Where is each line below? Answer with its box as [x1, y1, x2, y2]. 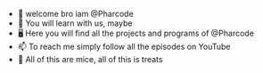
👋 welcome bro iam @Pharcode [17, 9, 134, 19]
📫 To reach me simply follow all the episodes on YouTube [17, 41, 231, 52]
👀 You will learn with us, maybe [17, 18, 133, 28]
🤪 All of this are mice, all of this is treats [17, 54, 163, 64]
